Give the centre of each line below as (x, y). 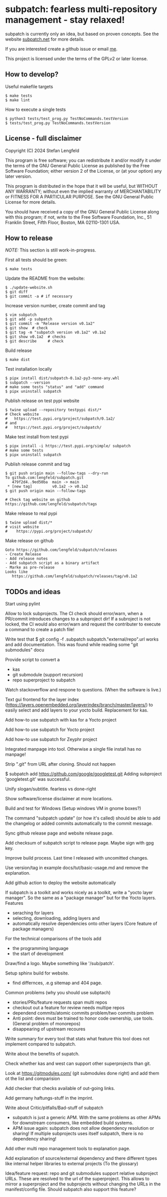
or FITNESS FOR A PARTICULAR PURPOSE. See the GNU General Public (79, 196)
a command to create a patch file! (40, 630)
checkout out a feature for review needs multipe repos (68, 1008)
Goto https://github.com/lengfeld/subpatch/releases (61, 550)
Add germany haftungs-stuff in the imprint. (49, 1098)
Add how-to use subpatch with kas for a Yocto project (61, 720)
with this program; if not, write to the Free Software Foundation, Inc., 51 (78, 217)
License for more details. (31, 202)
